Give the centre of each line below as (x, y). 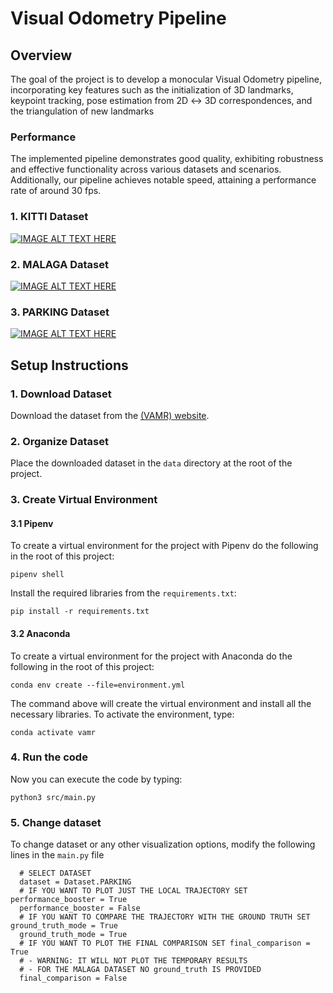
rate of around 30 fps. (56, 191)
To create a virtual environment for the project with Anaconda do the (151, 656)
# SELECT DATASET (55, 873)
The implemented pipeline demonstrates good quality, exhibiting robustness (167, 159)
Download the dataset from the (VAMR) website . (110, 415)
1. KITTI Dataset (49, 217)
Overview (41, 55)
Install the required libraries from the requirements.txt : (123, 593)
